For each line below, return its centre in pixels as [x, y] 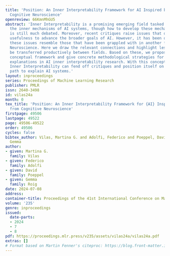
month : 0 [14, 99]
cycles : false [20, 132]
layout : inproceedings [29, 76]
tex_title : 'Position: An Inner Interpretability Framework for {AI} [80, 104]
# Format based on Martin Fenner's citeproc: [54, 246]
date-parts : [23, 217]
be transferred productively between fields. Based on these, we [80, 52]
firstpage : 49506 [24, 114]
